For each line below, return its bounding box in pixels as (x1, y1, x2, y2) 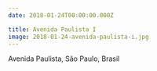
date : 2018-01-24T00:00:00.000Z (8, 11, 114, 20)
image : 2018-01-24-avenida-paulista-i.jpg (8, 33, 149, 41)
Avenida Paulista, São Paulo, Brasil (8, 54, 120, 63)
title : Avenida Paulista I (8, 25, 97, 34)
